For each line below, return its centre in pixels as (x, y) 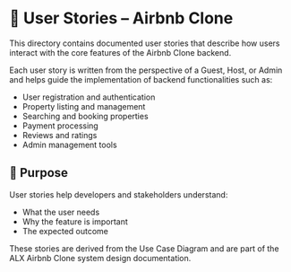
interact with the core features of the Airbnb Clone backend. (120, 52)
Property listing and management (84, 106)
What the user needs (61, 212)
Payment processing (60, 126)
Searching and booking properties (86, 116)
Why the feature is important (75, 221)
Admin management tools (70, 145)
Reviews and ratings (60, 135)
